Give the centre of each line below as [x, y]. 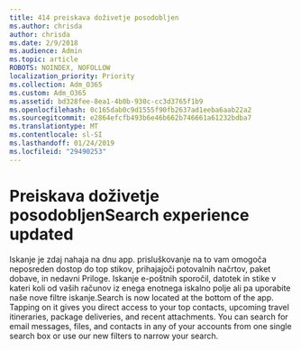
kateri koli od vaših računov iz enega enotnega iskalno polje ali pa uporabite [150, 288]
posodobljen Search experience [129, 215]
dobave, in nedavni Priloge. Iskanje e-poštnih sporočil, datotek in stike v [143, 278]
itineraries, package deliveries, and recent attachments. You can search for [149, 317]
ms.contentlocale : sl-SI [56, 135]
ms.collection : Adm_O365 [56, 85]
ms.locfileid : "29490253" [58, 151]
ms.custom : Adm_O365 [48, 93]
